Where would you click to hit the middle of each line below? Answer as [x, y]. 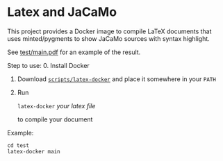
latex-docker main [34, 151]
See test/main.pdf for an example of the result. [74, 52]
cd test [18, 145]
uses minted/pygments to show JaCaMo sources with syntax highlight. [108, 38]
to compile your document [55, 119]
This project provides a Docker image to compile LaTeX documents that [109, 31]
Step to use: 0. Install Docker [49, 65]
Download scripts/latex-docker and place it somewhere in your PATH [117, 79]
